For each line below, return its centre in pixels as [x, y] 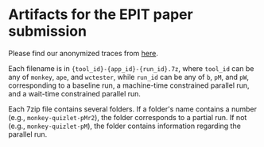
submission [48, 31]
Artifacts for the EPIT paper [101, 15]
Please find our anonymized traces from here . [83, 53]
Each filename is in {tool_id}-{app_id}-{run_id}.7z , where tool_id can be [131, 68]
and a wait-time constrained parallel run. [75, 93]
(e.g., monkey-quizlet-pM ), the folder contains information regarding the [124, 126]
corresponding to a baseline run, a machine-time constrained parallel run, [129, 85]
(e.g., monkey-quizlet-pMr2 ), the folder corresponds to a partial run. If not [128, 117]
